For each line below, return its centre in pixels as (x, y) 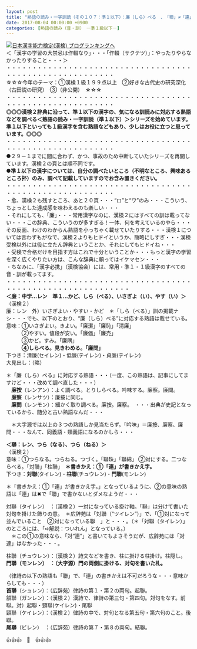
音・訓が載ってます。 (31, 274)
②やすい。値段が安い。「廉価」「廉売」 (69, 333)
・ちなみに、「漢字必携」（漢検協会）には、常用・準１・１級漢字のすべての (96, 267)
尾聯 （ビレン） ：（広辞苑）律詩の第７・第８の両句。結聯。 (78, 627)
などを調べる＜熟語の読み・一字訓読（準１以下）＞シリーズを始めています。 (98, 119)
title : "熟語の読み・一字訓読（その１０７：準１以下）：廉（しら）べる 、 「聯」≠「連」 (100, 17)
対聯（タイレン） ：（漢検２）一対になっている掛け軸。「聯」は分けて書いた (98, 507)
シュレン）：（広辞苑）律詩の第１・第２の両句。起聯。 (86, 591)
